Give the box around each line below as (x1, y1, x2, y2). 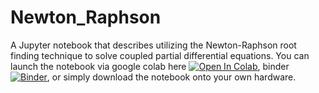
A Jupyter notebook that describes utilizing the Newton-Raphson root (10, 39, 297, 51)
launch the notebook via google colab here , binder (10, 60, 290, 72)
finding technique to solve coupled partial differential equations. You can (10, 49, 310, 61)
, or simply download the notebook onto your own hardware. (46, 71, 297, 83)
